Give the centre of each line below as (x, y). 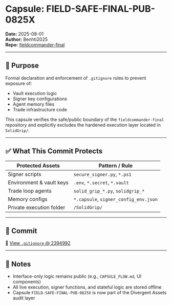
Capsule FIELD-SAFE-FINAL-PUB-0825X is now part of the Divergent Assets (90, 293)
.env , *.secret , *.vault (101, 182)
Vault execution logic (35, 93)
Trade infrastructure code (40, 109)
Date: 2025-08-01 (25, 34)
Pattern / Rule (116, 166)
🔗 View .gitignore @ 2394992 (38, 243)
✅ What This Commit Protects (54, 151)
